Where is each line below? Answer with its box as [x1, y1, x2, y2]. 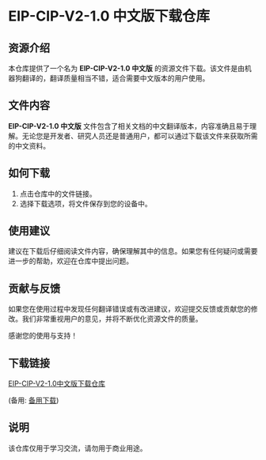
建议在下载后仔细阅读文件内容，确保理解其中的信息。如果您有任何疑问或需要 [8, 247, 258, 256]
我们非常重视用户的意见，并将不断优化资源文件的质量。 [21, 314, 203, 324]
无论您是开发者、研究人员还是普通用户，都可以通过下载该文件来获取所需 [21, 131, 258, 141]
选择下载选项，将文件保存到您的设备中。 [19, 198, 152, 208]
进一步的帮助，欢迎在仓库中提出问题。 [8, 256, 133, 266]
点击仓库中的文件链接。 [19, 189, 97, 198]
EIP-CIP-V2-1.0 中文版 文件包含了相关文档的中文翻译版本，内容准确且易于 [8, 121, 250, 130]
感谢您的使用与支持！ [8, 331, 78, 341]
